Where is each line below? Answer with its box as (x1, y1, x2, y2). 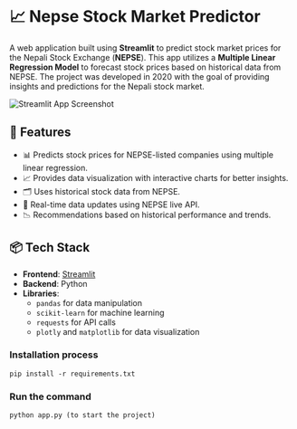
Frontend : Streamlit (22, 268, 96, 280)
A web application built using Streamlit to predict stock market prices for (9, 42, 282, 53)
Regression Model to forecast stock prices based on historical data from (9, 62, 282, 72)
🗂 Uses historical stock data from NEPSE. (22, 186, 181, 196)
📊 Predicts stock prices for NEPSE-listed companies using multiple (22, 149, 274, 160)
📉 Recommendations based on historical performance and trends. (22, 209, 272, 220)
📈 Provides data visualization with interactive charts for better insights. (22, 172, 289, 183)
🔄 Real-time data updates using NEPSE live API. (22, 199, 201, 210)
